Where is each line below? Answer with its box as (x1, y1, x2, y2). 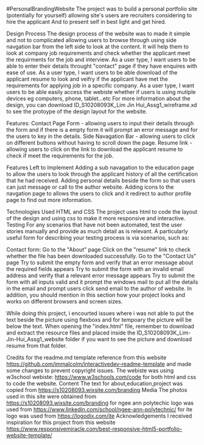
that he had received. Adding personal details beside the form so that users (6, 177, 196, 184)
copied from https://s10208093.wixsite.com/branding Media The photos (6, 386, 188, 393)
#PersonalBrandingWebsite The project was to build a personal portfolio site (6, 5, 198, 12)
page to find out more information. (6, 197, 93, 203)
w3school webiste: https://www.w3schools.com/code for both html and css (6, 374, 197, 380)
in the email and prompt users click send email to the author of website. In (6, 285, 192, 292)
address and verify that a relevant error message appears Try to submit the (6, 272, 195, 279)
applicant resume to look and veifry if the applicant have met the (6, 76, 169, 82)
